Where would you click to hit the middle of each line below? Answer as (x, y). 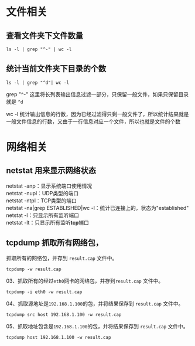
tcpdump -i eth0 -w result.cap (44, 292)
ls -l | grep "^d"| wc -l (37, 83)
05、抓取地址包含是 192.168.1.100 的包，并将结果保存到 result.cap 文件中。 (97, 326)
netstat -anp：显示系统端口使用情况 (49, 186)
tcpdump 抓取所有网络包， (55, 243)
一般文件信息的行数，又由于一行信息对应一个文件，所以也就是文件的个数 (93, 121)
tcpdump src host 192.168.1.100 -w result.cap (64, 314)
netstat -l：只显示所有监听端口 (43, 215)
